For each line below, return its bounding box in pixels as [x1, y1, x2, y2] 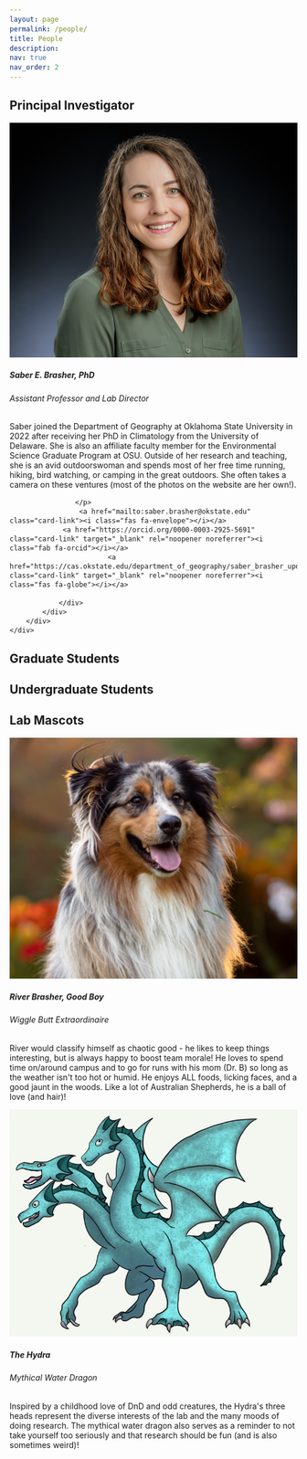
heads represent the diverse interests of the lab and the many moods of [9, 1410, 281, 1421]
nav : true [9, 53, 48, 63]
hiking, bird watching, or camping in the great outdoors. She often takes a [9, 470, 287, 481]
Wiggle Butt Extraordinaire [9, 1014, 110, 1025]
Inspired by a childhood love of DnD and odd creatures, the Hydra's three [9, 1401, 286, 1411]
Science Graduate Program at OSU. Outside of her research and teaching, [9, 450, 288, 461]
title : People [9, 34, 64, 43]
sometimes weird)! [9, 1439, 79, 1450]
